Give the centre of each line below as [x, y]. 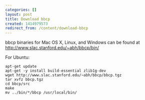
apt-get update [21, 67]
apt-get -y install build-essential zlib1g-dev [56, 71]
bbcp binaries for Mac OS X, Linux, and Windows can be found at [72, 42]
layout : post [19, 14]
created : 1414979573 [27, 24]
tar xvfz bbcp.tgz [24, 80]
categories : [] [21, 10]
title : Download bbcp [28, 19]
